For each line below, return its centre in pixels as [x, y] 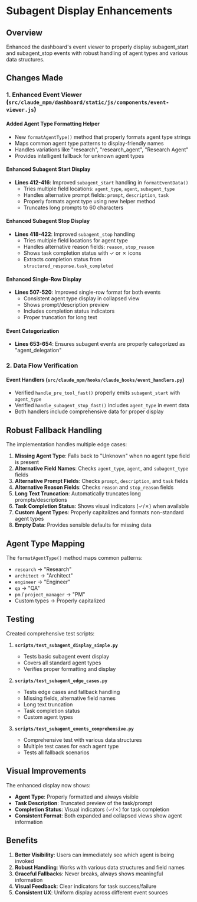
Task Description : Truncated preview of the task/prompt [83, 803]
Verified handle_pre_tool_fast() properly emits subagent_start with [97, 393]
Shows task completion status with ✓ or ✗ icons [82, 253]
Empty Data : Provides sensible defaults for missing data [83, 525]
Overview [24, 33]
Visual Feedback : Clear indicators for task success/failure [86, 886]
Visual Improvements [46, 771]
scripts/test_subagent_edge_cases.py [61, 681]
